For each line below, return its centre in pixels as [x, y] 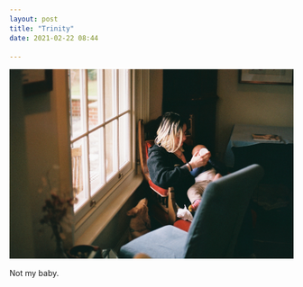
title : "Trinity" [42, 28]
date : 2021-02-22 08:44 [54, 38]
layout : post [34, 19]
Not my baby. [34, 273]
